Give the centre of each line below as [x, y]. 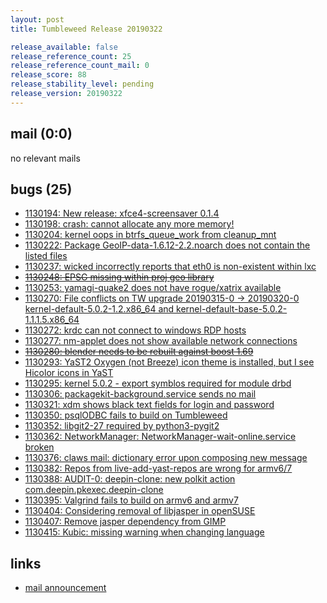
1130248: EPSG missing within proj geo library [119, 277]
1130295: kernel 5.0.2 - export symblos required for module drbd [158, 383]
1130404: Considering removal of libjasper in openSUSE [140, 511]
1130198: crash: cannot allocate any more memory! [129, 224]
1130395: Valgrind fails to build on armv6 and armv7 [131, 500]
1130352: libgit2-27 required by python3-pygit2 [122, 426]
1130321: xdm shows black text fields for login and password [149, 405]
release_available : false [64, 47]
